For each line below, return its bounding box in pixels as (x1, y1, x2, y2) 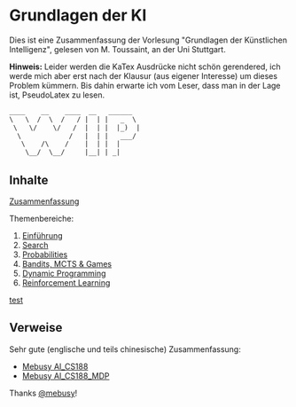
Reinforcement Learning (21, 278, 111, 288)
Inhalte (9, 172, 49, 187)
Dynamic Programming (21, 268, 106, 278)
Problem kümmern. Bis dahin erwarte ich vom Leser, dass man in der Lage (9, 80, 281, 90)
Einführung (21, 231, 64, 240)
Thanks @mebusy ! (9, 387, 78, 398)
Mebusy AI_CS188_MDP (21, 370, 110, 381)
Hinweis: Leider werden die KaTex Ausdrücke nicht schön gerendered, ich (9, 61, 281, 72)
